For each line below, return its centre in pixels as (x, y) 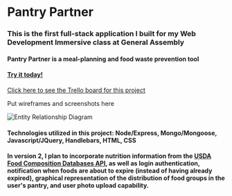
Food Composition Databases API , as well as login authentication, (104, 163)
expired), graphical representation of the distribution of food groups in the (116, 178)
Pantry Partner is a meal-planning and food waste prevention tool (103, 59)
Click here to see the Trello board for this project (76, 90)
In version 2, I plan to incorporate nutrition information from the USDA (109, 156)
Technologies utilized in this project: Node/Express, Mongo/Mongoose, (112, 133)
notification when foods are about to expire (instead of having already (110, 171)
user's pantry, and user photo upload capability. (78, 186)
